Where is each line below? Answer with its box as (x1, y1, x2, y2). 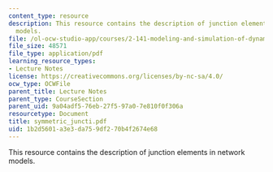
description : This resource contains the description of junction (8, 19, 238, 28)
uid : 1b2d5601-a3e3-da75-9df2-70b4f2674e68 (8, 125, 158, 133)
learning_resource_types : (8, 58, 96, 66)
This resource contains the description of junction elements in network (8, 147, 245, 157)
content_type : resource (8, 11, 89, 20)
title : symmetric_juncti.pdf (8, 118, 107, 126)
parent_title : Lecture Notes (8, 87, 107, 96)
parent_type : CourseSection (8, 95, 104, 103)
